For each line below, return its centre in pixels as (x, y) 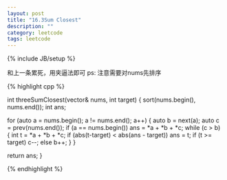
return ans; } (25, 156)
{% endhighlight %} (35, 169)
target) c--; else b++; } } (42, 142)
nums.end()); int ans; (37, 107)
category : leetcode (35, 33)
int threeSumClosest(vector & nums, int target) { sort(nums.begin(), (101, 100)
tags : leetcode (29, 39)
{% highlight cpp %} (36, 87)
